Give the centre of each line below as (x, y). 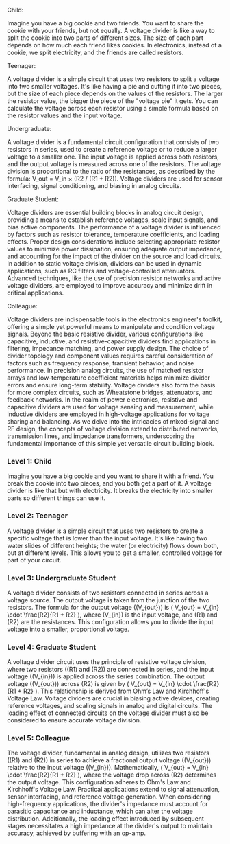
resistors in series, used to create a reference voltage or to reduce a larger (112, 149)
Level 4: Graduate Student (52, 647)
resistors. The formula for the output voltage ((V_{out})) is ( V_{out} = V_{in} (113, 607)
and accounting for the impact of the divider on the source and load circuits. (115, 256)
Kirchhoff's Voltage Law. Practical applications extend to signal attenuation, (114, 790)
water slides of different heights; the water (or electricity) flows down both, (113, 545)
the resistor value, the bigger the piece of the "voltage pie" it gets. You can (113, 101)
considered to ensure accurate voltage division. (74, 720)
